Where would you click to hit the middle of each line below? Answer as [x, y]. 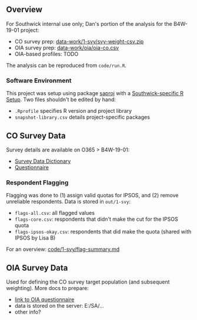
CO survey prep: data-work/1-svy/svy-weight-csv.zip [79, 41]
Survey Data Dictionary [43, 161]
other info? [28, 312]
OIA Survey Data [37, 267]
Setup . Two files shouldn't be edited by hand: [61, 100]
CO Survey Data [36, 135]
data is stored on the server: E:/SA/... [59, 306]
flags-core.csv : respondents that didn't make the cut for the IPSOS [96, 219]
